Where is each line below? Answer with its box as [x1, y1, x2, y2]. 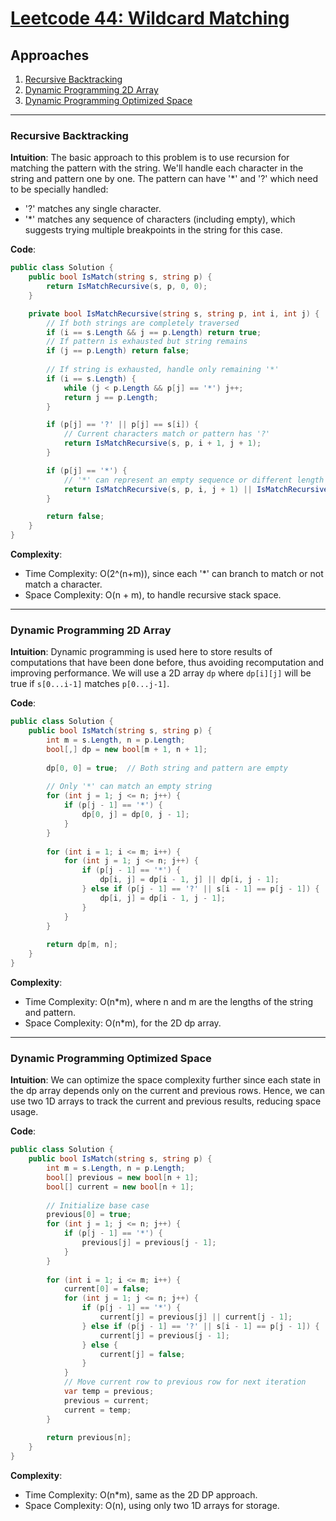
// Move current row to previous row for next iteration [63, 1377, 307, 1387]
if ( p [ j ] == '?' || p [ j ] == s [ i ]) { [46, 420, 199, 430]
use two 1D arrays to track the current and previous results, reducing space [10, 1095, 322, 1107]
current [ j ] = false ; [99, 1349, 186, 1359]
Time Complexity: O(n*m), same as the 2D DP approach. [24, 1489, 258, 1501]
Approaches [10, 47, 90, 64]
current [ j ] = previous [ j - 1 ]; [99, 1330, 230, 1341]
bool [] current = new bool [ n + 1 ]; [46, 1182, 195, 1192]
